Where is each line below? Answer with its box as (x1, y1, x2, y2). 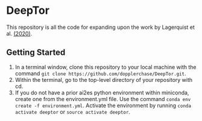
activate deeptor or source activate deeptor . (14, 108, 131, 115)
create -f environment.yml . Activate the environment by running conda (14, 102, 192, 109)
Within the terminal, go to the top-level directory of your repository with (14, 76, 193, 83)
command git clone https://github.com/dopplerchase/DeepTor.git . (14, 70, 186, 77)
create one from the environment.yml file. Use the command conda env (14, 95, 191, 102)
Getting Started (6, 48, 66, 58)
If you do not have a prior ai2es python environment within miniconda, (14, 88, 189, 96)
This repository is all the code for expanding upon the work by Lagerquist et (6, 23, 195, 31)
